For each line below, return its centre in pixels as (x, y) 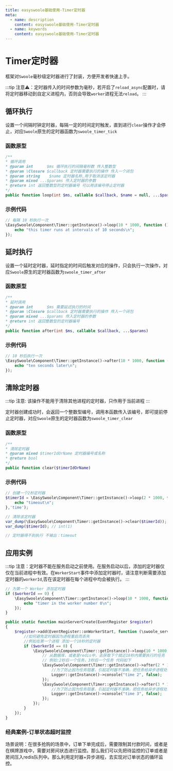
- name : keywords (29, 29)
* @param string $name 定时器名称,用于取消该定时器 (60, 176)
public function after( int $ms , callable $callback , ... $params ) (77, 331)
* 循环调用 (15, 162)
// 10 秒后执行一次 (24, 356)
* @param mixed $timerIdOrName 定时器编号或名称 (55, 453)
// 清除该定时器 (20, 517)
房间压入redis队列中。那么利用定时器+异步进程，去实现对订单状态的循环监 (84, 757)
